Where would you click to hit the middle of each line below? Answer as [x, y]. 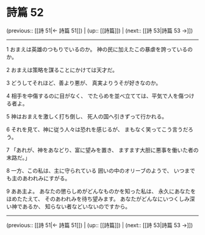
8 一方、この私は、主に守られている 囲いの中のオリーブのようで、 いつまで [101, 170]
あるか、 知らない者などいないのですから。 [77, 206]
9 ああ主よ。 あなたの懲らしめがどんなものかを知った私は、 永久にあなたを [101, 191]
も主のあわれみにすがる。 [38, 178]
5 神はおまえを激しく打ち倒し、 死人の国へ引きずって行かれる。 [87, 116]
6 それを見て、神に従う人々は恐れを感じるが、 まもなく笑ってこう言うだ [97, 129]
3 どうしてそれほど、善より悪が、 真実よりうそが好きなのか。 [84, 82]
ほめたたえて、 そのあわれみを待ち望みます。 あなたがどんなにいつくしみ [98, 198]
